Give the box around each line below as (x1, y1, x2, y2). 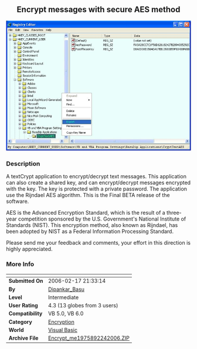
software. (6, 198, 29, 205)
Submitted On (8, 277, 43, 284)
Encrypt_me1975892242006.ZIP (47, 334, 130, 341)
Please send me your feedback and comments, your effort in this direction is (6, 239, 191, 246)
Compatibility (8, 310, 43, 317)
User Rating (8, 302, 38, 309)
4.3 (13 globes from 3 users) (47, 302, 118, 309)
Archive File (8, 334, 39, 341)
